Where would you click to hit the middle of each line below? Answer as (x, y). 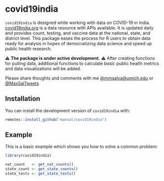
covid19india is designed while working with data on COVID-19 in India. (78, 23)
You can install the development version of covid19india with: (68, 110)
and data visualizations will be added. (43, 68)
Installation (23, 99)
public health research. (29, 49)
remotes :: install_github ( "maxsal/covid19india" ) (56, 119)
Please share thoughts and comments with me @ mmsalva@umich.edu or (79, 78)
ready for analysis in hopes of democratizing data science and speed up (79, 43)
